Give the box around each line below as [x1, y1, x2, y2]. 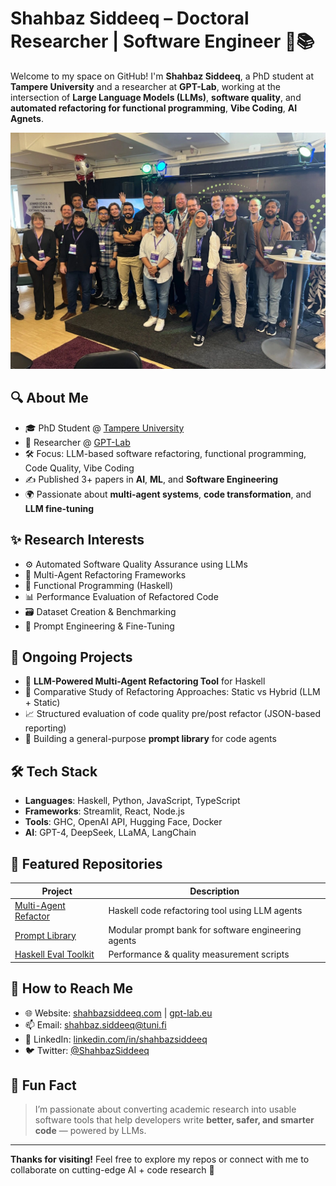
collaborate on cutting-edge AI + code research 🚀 [10, 1164, 215, 1176]
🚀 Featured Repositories [10, 855, 163, 872]
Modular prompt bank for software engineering [108, 924, 302, 936]
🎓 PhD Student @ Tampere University [24, 422, 185, 434]
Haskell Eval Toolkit [14, 948, 95, 961]
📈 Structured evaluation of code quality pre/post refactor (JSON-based [24, 708, 322, 720]
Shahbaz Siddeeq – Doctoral [10, 7, 250, 30]
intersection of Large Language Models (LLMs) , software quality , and [10, 91, 302, 103]
